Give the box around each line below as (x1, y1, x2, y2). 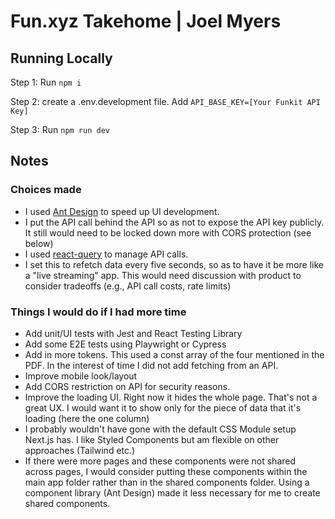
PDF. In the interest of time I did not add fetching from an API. (24, 359, 279, 371)
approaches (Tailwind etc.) (24, 444, 136, 456)
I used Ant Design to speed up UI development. (24, 205, 220, 217)
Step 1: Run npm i (10, 76, 82, 88)
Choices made (10, 183, 82, 197)
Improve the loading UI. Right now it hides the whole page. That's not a (24, 391, 318, 403)
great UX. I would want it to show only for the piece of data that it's (24, 401, 302, 414)
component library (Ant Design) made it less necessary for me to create (24, 486, 321, 499)
